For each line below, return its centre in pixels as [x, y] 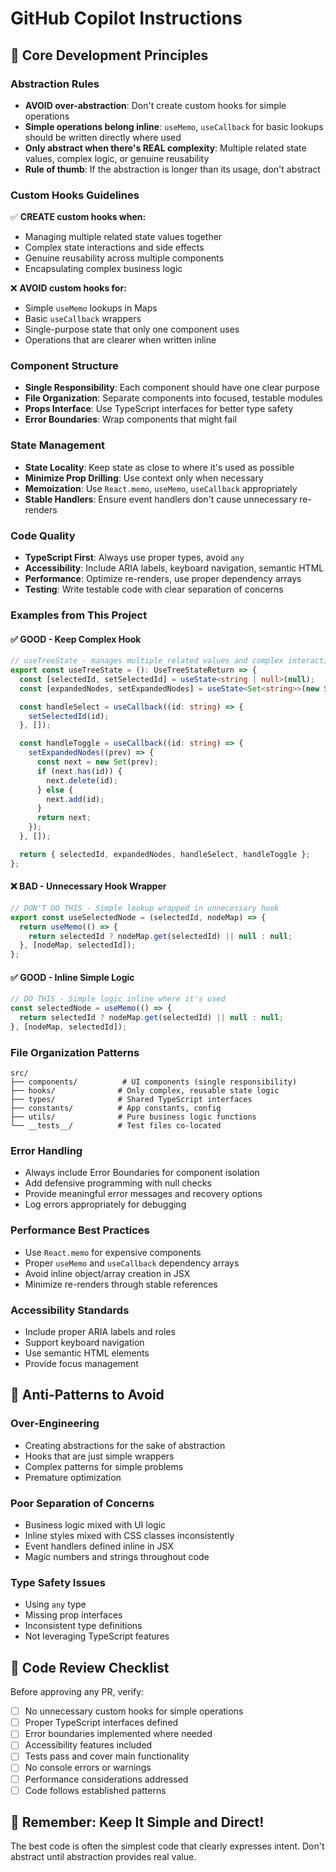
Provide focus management [81, 1364]
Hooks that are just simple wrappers [99, 1456]
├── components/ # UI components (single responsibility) [154, 1082]
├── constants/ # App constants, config [116, 1108]
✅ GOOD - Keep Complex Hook [76, 639]
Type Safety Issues [58, 1582]
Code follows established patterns [95, 1790]
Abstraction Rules [55, 84]
